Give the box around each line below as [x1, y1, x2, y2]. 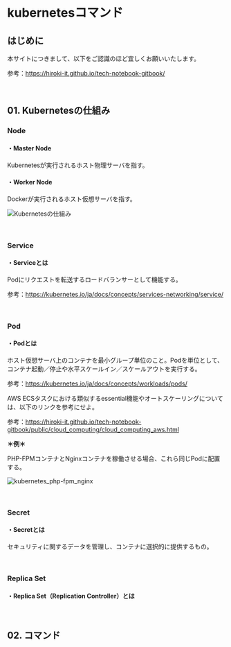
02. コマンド [7, 629, 61, 641]
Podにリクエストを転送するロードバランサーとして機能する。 [7, 275, 182, 284]
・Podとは [7, 339, 37, 347]
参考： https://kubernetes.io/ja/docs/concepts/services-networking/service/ [7, 290, 224, 298]
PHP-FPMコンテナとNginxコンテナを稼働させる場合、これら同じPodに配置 [7, 454, 221, 463]
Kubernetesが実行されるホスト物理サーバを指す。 [7, 161, 149, 169]
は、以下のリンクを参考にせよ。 [7, 402, 98, 411]
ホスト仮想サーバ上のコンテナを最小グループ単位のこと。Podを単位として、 [7, 356, 223, 364]
